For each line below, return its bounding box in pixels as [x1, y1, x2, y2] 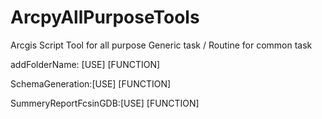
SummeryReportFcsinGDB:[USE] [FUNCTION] [10, 97, 200, 109]
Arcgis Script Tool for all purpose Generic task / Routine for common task [10, 39, 313, 51]
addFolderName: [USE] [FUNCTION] [10, 58, 161, 70]
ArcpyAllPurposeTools [10, 6, 200, 29]
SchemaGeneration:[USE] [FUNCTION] [10, 77, 172, 90]
